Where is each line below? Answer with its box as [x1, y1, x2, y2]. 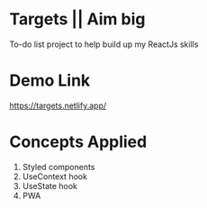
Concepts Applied [9, 131, 148, 152]
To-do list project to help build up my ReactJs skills [9, 39, 199, 50]
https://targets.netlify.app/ [9, 100, 106, 111]
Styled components [22, 161, 95, 172]
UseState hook [22, 180, 78, 191]
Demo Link [9, 70, 91, 91]
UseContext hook [22, 171, 88, 182]
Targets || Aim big [9, 9, 146, 30]
